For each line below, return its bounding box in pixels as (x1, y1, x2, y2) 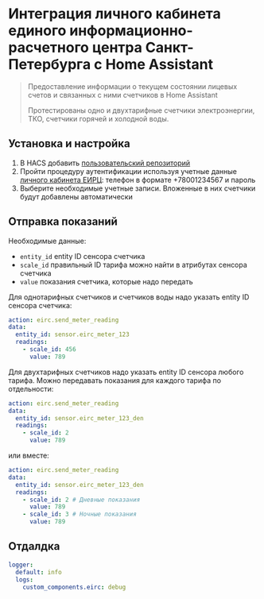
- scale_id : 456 (22, 346, 77, 354)
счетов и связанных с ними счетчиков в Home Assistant (27, 90, 219, 99)
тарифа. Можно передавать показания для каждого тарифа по (8, 375, 221, 385)
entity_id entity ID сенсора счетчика (19, 251, 146, 261)
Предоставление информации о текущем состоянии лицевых (27, 81, 238, 91)
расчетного (8, 39, 90, 56)
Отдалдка (8, 539, 60, 553)
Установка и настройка (8, 137, 130, 151)
